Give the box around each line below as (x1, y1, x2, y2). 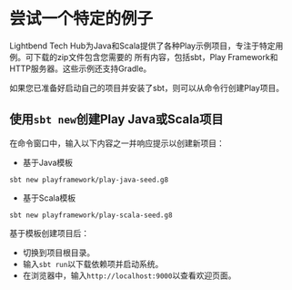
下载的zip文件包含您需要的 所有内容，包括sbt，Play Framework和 (33, 51, 278, 62)
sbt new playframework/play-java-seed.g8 (9, 175, 169, 184)
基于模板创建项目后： (9, 227, 89, 238)
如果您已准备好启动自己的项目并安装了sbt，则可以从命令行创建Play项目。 (9, 82, 285, 93)
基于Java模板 (22, 157, 74, 168)
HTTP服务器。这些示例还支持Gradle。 (9, 63, 152, 74)
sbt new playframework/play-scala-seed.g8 (9, 211, 173, 220)
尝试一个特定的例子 (9, 8, 154, 29)
